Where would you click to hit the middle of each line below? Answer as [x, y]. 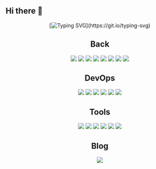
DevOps [100, 78]
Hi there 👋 [24, 11]
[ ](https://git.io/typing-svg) [100, 25]
